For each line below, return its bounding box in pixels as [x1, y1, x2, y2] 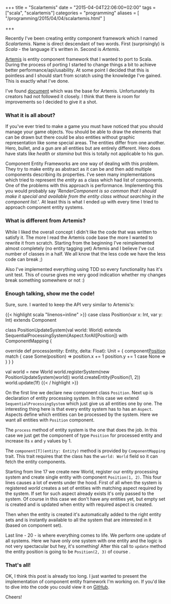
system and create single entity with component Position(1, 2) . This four [5, 474, 162, 480]
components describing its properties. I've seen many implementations [5, 172, 155, 178]
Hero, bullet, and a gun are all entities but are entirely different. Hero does [5, 145, 161, 151]
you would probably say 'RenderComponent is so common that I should [5, 188, 157, 194]
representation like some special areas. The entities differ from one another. [5, 140, 165, 146]
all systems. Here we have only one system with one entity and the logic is [5, 537, 162, 544]
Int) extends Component [5, 317, 57, 323]
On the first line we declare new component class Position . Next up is [5, 389, 154, 395]
